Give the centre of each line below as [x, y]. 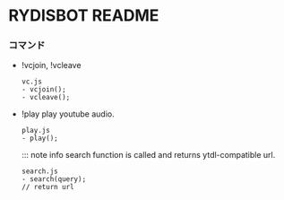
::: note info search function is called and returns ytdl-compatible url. [148, 155]
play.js [35, 131]
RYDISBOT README [84, 16]
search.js [40, 171]
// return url [47, 187]
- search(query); [54, 179]
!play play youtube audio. [68, 114]
